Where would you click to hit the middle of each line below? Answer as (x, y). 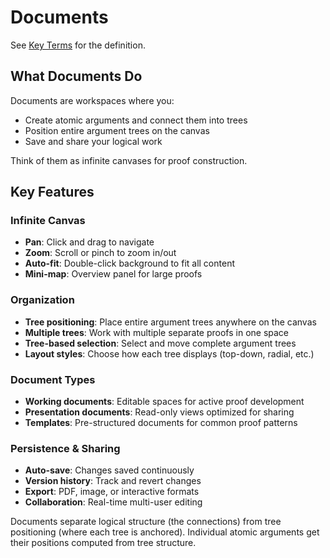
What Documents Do (76, 76)
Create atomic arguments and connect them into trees (136, 120)
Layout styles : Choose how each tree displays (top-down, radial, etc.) (169, 353)
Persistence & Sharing (65, 448)
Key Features (52, 192)
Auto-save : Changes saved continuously (109, 470)
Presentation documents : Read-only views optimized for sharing (159, 412)
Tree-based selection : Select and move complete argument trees (160, 343)
